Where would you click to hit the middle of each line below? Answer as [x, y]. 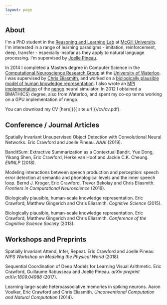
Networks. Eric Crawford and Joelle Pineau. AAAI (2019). [64, 142]
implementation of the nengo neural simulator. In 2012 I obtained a [73, 89]
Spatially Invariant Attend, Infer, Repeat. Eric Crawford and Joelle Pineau [79, 251]
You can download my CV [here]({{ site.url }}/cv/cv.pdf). [63, 109]
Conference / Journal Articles [52, 125]
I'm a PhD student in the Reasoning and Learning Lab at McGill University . [81, 42]
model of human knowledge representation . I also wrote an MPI [70, 83]
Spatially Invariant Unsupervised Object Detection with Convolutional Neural [83, 137]
